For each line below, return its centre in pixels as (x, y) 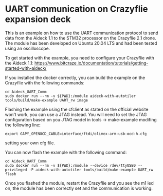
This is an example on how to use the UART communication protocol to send (82, 33)
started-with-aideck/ (26, 68)
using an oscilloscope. (27, 48)
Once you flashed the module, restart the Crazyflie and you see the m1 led (80, 183)
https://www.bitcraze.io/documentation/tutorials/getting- (91, 63)
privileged (16, 170)
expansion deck (38, 19)
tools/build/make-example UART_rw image (47, 100)
